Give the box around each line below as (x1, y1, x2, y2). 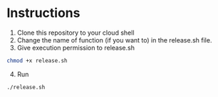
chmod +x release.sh (6, 57, 68, 64)
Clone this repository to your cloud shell (16, 28, 135, 37)
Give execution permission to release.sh (16, 43, 135, 52)
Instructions (6, 5, 81, 21)
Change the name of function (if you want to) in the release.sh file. (16, 35, 212, 44)
